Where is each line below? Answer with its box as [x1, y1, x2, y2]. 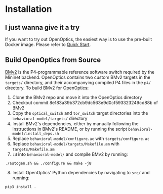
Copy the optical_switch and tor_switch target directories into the [12, 110, 148, 116]
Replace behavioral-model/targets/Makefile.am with [12, 141, 120, 146]
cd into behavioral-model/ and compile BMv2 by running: [12, 151, 128, 157]
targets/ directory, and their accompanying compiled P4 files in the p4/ [5, 79, 151, 85]
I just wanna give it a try [5, 23, 80, 32]
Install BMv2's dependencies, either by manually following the [12, 120, 139, 127]
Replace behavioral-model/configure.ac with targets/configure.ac [12, 135, 150, 142]
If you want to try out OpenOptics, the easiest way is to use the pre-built [5, 36, 152, 42]
